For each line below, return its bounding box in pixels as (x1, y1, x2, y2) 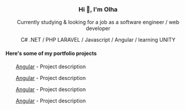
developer (85, 25, 110, 32)
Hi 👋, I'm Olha (78, 5, 118, 14)
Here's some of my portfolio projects (5, 49, 97, 56)
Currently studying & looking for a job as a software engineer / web (16, 19, 180, 26)
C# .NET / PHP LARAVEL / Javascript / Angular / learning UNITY (21, 36, 176, 44)
